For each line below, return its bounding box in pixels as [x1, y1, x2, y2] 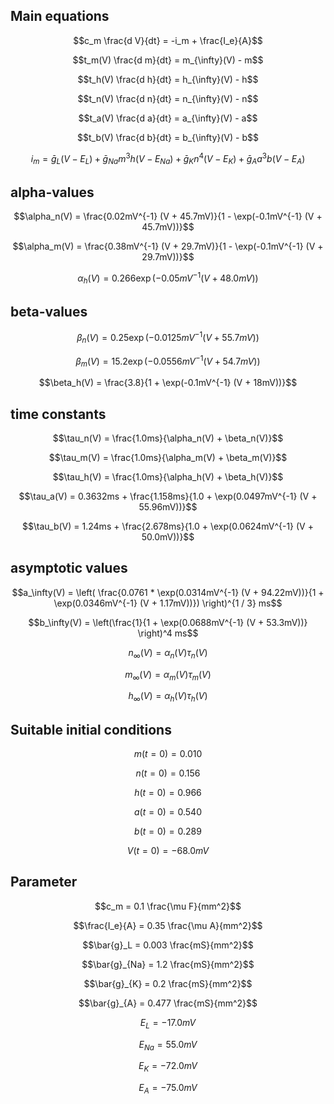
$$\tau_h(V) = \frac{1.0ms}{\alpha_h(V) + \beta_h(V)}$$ [52, 471, 284, 483]
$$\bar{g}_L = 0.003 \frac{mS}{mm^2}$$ [82, 939, 254, 951]
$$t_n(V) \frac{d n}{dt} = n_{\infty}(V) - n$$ [77, 92, 259, 104]
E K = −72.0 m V [138, 1060, 198, 1074]
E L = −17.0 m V [139, 1016, 197, 1031]
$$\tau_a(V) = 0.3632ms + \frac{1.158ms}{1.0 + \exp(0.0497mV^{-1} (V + [18, 490, 318, 503]
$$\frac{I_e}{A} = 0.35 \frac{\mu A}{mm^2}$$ [73, 919, 263, 931]
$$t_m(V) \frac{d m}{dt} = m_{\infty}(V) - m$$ [72, 54, 264, 66]
